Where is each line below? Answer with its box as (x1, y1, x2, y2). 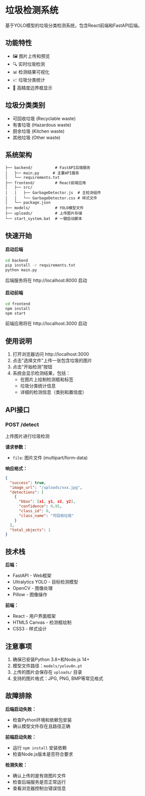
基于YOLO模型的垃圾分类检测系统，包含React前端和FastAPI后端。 (5, 22, 142, 28)
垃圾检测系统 (5, 5, 59, 16)
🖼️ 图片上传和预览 (12, 53, 50, 59)
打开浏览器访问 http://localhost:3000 (12, 351, 89, 357)
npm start (5, 311, 26, 316)
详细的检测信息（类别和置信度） (20, 389, 87, 395)
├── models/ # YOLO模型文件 (5, 206, 84, 211)
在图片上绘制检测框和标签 (20, 376, 74, 383)
